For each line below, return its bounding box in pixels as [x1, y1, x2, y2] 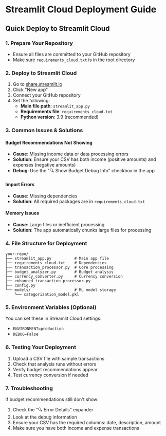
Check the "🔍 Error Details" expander [12, 406, 94, 412]
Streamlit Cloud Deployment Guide [5, 4, 157, 15]
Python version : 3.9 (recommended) [20, 114, 99, 120]
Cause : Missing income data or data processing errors [12, 151, 128, 157]
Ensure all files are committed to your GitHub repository [12, 51, 131, 57]
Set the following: [12, 98, 50, 104]
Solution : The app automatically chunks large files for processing [12, 227, 152, 233]
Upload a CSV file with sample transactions [12, 355, 105, 361]
